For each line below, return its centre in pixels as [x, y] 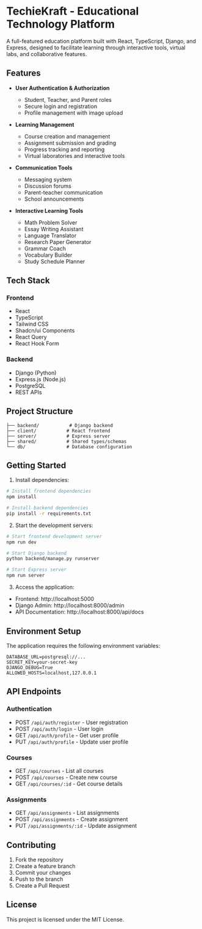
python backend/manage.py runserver [53, 559]
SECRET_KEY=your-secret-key [42, 662]
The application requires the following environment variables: [83, 645]
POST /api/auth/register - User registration [71, 722]
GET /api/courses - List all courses [59, 770]
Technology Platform [60, 24]
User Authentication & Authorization [62, 88]
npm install [21, 497]
